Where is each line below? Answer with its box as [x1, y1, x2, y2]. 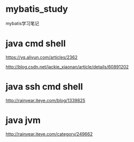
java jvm [5, 115, 41, 126]
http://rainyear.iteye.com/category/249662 [5, 131, 93, 137]
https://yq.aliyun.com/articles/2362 [5, 54, 78, 60]
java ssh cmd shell [5, 81, 83, 92]
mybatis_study [5, 3, 68, 15]
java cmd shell [5, 38, 66, 49]
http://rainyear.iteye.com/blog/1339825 [5, 97, 86, 103]
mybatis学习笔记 [5, 20, 39, 26]
